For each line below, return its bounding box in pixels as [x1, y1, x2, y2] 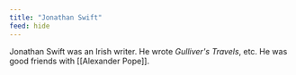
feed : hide [9, 21, 50, 30]
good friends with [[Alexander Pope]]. [9, 55, 150, 66]
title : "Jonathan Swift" [9, 12, 103, 22]
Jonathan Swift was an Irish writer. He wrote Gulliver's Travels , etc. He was [9, 46, 288, 56]
